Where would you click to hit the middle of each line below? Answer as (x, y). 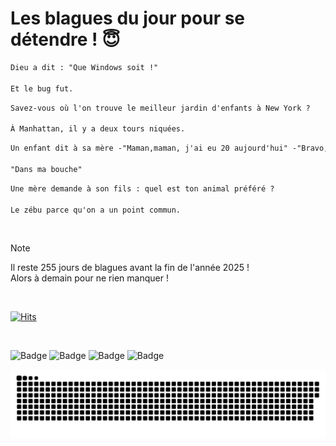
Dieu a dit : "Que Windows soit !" (84, 67)
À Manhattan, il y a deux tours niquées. (98, 129)
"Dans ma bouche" (46, 169)
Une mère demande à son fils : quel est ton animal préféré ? (142, 188)
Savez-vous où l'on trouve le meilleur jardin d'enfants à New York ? (160, 108)
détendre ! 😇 (65, 39)
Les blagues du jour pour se (128, 18)
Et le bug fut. (42, 88)
